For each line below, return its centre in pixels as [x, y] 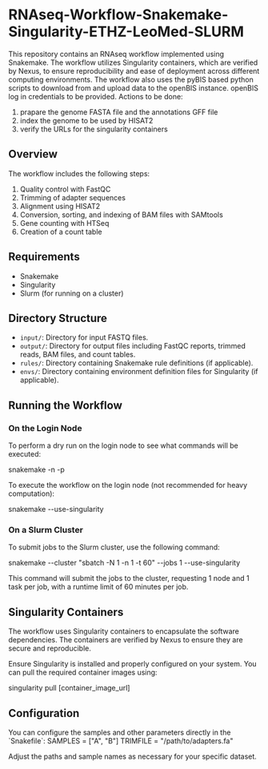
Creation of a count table [61, 232]
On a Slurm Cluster [46, 529]
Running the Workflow [65, 405]
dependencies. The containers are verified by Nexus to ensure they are [126, 640]
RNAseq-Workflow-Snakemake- [118, 15]
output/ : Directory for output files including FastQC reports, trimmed [132, 346]
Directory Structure [58, 318]
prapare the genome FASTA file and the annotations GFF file [119, 112]
